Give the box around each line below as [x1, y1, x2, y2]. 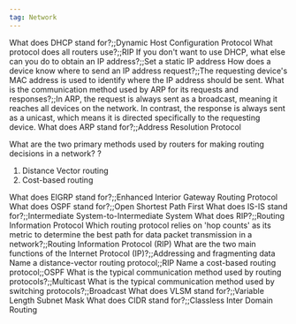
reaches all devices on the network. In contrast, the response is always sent [9, 102, 285, 113]
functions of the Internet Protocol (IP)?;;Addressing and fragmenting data [9, 248, 276, 259]
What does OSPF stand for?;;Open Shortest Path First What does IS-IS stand [9, 200, 288, 212]
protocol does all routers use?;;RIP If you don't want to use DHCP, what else [9, 46, 285, 57]
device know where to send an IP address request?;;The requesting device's [9, 65, 288, 76]
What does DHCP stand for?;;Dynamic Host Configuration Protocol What [9, 37, 274, 48]
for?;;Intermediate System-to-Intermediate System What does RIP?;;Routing [9, 210, 285, 221]
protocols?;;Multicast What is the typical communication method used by [9, 275, 276, 287]
